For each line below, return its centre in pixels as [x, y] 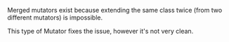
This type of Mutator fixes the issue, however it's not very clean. [100, 31]
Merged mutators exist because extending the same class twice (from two [115, 10]
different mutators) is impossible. [55, 17]
